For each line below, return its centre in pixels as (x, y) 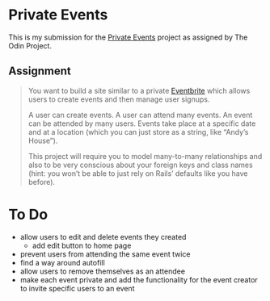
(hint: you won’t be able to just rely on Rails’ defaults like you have (138, 173)
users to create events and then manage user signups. (119, 99)
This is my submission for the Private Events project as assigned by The (128, 37)
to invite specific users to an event (77, 288)
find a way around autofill (62, 262)
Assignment (40, 71)
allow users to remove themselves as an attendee (103, 271)
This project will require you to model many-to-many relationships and (145, 156)
